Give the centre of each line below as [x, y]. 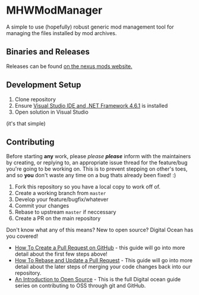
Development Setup [44, 85]
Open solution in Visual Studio [52, 112]
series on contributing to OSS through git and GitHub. [80, 285]
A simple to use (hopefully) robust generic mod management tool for [90, 27]
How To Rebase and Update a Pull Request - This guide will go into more [104, 261]
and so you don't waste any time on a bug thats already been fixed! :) [91, 175]
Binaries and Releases [48, 52]
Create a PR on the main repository [58, 218]
